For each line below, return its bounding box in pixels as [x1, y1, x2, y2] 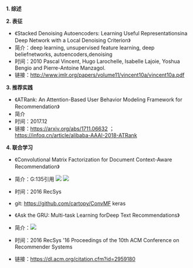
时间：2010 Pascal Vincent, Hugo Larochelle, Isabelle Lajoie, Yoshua [14, 58, 180, 65]
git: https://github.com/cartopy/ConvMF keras [14, 200, 126, 207]
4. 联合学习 [6, 144, 33, 151]
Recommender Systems [14, 243, 73, 250]
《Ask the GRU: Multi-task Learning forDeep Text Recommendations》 [14, 211, 180, 219]
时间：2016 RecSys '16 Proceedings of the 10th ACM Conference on [14, 237, 180, 243]
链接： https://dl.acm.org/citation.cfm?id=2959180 [14, 256, 136, 262]
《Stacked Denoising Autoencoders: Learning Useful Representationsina [14, 30, 188, 37]
